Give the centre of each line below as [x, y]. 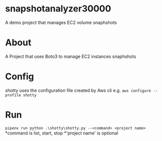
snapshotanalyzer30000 [58, 9]
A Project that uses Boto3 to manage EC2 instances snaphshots [71, 56]
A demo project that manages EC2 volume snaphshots [61, 22]
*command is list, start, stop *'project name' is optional [62, 133]
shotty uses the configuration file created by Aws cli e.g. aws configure [78, 90]
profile [13, 95]
